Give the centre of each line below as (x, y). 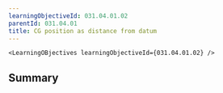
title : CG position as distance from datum (83, 31)
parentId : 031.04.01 (43, 23)
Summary (34, 78)
